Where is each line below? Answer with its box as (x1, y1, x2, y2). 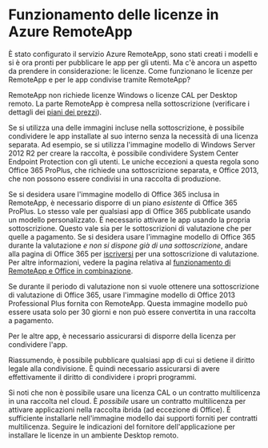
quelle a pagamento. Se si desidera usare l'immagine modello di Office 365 (8, 232, 256, 241)
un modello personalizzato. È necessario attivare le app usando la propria (8, 215, 250, 224)
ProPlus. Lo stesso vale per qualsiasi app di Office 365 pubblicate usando (8, 206, 251, 216)
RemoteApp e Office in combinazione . (8, 266, 134, 276)
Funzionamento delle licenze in (8, 6, 219, 24)
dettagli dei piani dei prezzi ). (8, 107, 102, 117)
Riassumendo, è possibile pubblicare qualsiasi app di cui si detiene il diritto (8, 355, 255, 365)
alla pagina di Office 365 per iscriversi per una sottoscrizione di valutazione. (8, 248, 260, 258)
